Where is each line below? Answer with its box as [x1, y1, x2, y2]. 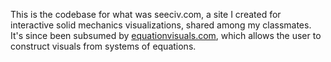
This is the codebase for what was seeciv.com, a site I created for [10, 9, 282, 20]
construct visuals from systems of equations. [10, 40, 197, 52]
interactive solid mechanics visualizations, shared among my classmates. [10, 19, 312, 31]
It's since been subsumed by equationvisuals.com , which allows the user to [10, 30, 322, 41]
